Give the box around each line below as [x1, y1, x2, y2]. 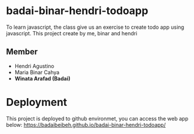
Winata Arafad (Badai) [14, 75, 71, 82]
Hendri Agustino [14, 62, 55, 69]
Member [6, 47, 38, 57]
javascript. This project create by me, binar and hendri [6, 29, 138, 36]
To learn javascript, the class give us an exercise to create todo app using [6, 24, 185, 31]
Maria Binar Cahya [14, 69, 60, 76]
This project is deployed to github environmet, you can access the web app [6, 115, 189, 122]
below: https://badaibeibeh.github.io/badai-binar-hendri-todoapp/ [6, 121, 166, 128]
